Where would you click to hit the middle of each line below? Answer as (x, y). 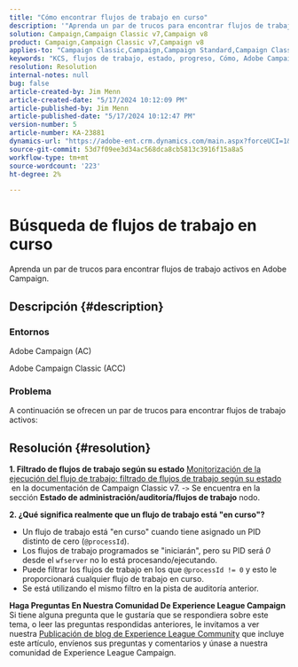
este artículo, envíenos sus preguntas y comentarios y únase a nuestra (139, 643)
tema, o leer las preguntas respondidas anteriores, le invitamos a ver (134, 624)
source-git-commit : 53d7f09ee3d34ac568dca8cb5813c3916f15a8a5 (126, 149)
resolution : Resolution (53, 67)
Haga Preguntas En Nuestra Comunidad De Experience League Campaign (148, 605)
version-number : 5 (43, 125)
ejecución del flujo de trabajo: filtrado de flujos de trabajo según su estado (145, 478)
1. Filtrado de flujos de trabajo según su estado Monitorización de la (135, 469)
